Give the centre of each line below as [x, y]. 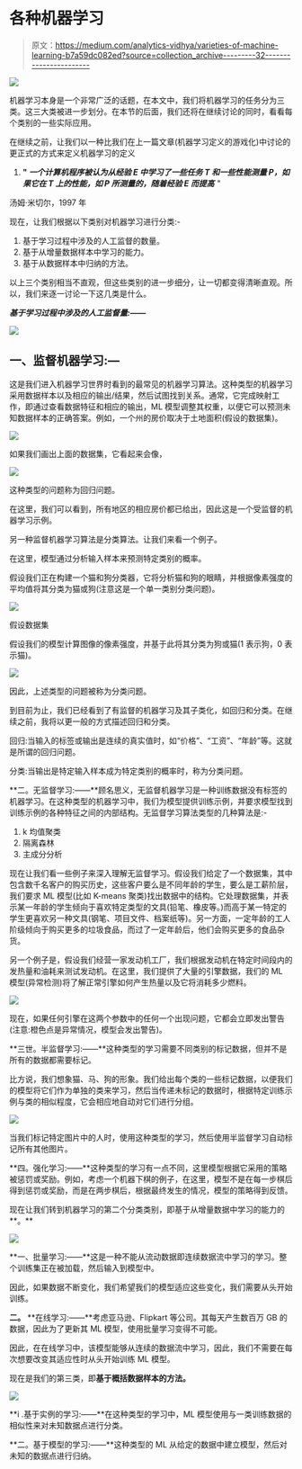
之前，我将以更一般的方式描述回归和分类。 [96, 721]
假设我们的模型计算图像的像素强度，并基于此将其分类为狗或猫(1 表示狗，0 [146, 643]
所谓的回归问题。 [49, 751]
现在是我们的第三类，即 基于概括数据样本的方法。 [100, 1378]
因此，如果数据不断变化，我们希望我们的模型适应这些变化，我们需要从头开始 [151, 1286]
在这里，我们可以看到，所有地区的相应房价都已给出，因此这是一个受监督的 [147, 508]
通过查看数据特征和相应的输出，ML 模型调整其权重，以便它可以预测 [158, 407]
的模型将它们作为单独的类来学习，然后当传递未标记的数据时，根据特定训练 [147, 1090]
